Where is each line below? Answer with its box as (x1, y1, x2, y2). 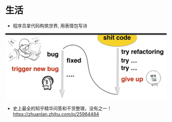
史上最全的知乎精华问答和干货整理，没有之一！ (12, 106, 112, 112)
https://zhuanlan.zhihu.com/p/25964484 (12, 111, 99, 117)
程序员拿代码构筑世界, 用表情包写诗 (12, 23, 88, 29)
